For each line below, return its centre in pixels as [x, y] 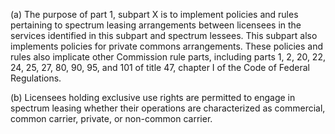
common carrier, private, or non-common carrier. [111, 118]
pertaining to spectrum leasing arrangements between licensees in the [156, 25]
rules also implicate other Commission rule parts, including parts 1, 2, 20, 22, [168, 57]
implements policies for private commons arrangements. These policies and [167, 46]
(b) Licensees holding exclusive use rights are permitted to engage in [153, 97]
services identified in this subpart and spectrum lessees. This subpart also [164, 35]
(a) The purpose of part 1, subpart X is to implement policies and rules [154, 14]
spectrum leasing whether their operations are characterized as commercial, [168, 108]
